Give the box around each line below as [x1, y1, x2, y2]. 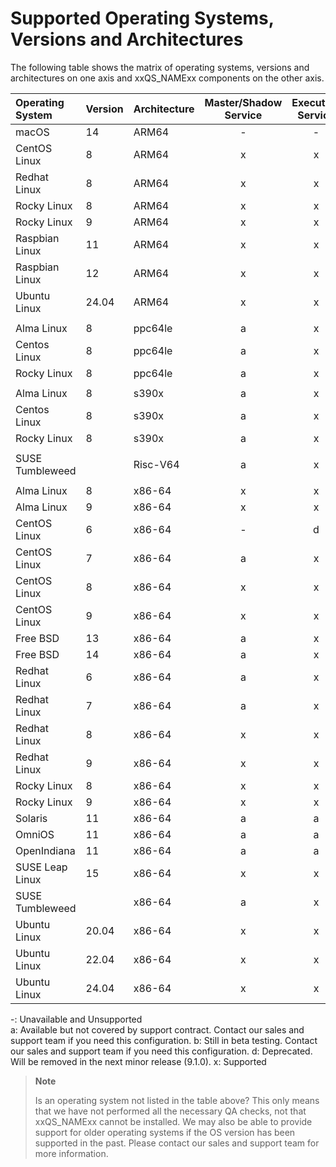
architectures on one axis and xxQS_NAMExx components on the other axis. [10, 72, 325, 84]
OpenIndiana [15, 843, 76, 857]
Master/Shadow [204, 95, 283, 109]
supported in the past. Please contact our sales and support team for [34, 1137, 320, 1149]
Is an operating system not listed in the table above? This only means [34, 1094, 320, 1106]
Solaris [15, 811, 48, 825]
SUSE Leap [15, 860, 68, 874]
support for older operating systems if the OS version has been [34, 1126, 296, 1138]
